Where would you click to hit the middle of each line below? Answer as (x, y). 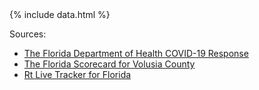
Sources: (28, 34)
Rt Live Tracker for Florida (77, 74)
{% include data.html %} (60, 14)
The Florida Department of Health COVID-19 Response (136, 53)
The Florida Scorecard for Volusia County (109, 64)
